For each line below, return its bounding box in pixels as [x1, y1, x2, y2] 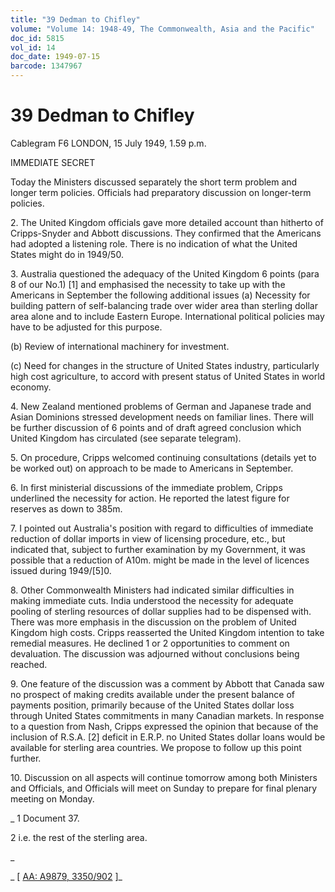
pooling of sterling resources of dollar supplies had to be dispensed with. [10, 605, 312, 617]
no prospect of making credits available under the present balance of [10, 688, 296, 700]
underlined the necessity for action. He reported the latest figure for [10, 492, 290, 504]
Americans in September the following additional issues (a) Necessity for [10, 289, 311, 301]
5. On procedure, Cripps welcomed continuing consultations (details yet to [10, 451, 317, 463]
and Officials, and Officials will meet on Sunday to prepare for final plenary [10, 782, 318, 794]
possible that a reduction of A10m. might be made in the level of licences [10, 554, 310, 566]
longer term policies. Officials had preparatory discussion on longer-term [10, 186, 312, 198]
